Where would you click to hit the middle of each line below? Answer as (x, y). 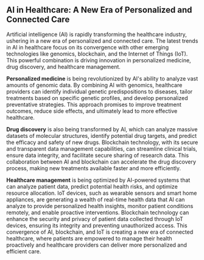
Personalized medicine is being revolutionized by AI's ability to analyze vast (102, 78)
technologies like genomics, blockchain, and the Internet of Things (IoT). (97, 54)
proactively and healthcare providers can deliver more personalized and (97, 245)
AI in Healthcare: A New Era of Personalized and (99, 10)
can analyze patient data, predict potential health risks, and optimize (92, 186)
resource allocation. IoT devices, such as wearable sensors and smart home (102, 193)
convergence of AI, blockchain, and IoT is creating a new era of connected (100, 232)
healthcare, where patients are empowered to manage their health (89, 238)
